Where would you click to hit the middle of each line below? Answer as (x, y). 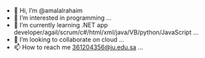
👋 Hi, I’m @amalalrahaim (48, 11)
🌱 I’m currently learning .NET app (61, 25)
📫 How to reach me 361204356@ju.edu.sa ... (78, 47)
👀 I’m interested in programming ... (63, 18)
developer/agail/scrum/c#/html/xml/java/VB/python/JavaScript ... (106, 32)
